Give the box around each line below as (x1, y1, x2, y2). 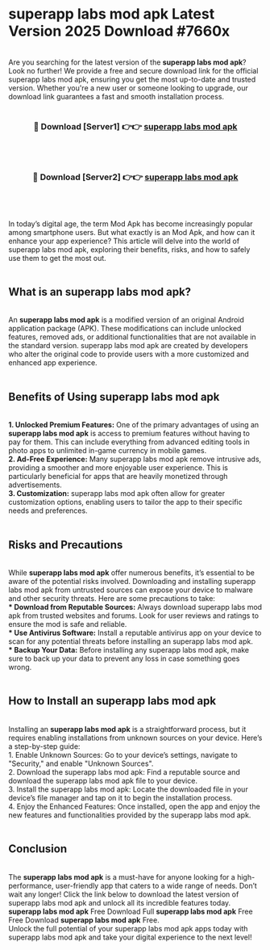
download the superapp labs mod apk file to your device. (8, 776, 197, 785)
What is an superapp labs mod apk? (8, 284, 192, 299)
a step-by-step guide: (8, 741, 81, 751)
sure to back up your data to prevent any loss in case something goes (8, 654, 240, 663)
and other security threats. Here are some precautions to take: (8, 593, 216, 603)
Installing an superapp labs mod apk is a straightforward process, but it (8, 724, 247, 734)
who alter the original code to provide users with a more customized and (8, 349, 250, 359)
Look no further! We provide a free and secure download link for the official (8, 65, 259, 75)
